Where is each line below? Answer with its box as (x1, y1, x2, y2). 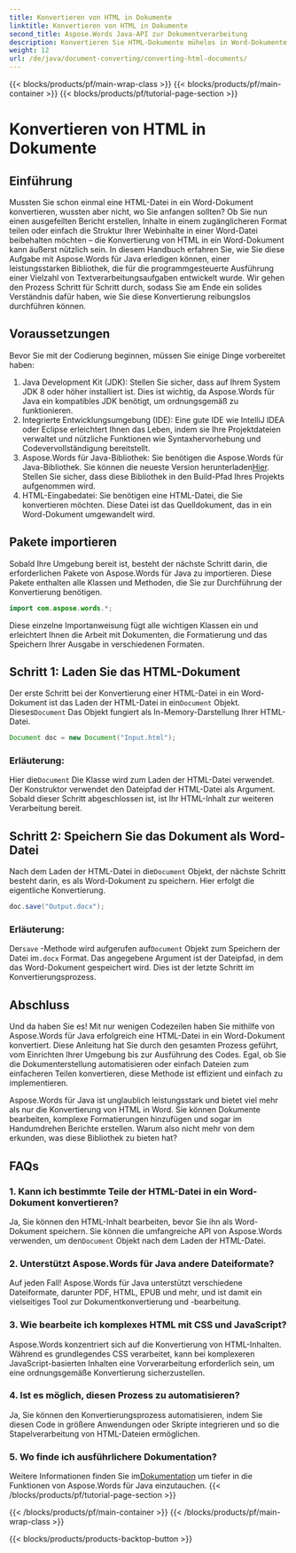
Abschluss (9, 997, 70, 1013)
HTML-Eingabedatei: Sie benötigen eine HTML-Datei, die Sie (21, 490, 244, 500)
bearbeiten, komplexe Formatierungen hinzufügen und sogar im (9, 1114, 242, 1125)
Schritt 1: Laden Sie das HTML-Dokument (9, 664, 241, 680)
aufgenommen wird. (21, 481, 96, 491)
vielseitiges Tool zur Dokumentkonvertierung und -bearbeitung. (9, 1296, 241, 1307)
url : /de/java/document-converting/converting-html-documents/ (9, 54, 248, 63)
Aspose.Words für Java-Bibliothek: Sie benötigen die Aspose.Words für (21, 452, 284, 463)
